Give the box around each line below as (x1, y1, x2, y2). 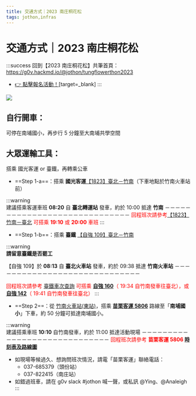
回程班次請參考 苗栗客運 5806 (110, 336, 184, 343)
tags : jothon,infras (6, 14, 57, 20)
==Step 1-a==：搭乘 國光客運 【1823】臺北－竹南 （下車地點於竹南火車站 (14, 178, 191, 185)
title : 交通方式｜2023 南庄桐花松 (6, 8, 82, 15)
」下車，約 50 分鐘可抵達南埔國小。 (19, 310, 107, 317)
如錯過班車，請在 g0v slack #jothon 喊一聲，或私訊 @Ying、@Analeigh (14, 378, 187, 385)
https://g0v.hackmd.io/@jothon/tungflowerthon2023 (6, 68, 134, 76)
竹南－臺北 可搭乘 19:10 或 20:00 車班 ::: (6, 219, 105, 226)
